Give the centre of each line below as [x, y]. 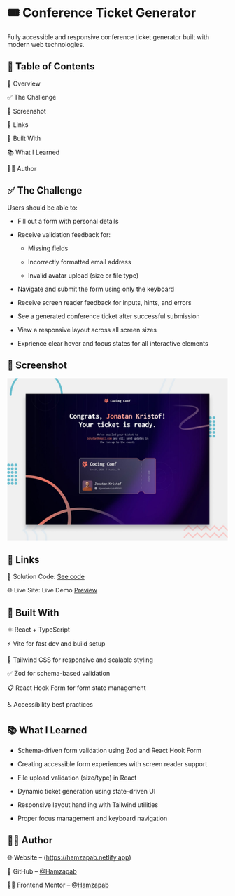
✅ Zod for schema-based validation [59, 674]
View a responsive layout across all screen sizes [87, 330]
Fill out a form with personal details [68, 221]
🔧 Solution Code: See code [46, 577]
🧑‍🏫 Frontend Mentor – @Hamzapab [58, 885]
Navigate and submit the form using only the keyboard [96, 289]
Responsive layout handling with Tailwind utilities [88, 805]
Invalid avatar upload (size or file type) [83, 275]
